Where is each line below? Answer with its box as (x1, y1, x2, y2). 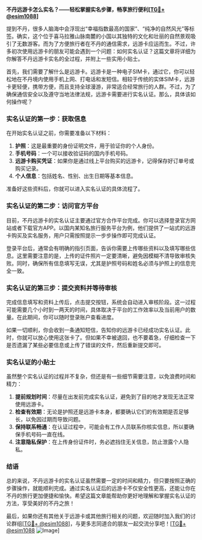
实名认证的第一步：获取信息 (6, 115, 87, 123)
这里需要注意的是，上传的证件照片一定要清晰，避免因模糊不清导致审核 (16, 252, 191, 259)
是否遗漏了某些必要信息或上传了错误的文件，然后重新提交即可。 (6, 341, 164, 348)
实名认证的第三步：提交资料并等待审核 (6, 283, 117, 292)
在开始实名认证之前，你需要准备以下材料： (6, 130, 112, 137)
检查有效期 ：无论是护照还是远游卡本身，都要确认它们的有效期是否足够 (14, 408, 189, 415)
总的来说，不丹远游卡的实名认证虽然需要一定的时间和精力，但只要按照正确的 (6, 477, 196, 485)
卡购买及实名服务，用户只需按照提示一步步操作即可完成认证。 (6, 231, 159, 239)
